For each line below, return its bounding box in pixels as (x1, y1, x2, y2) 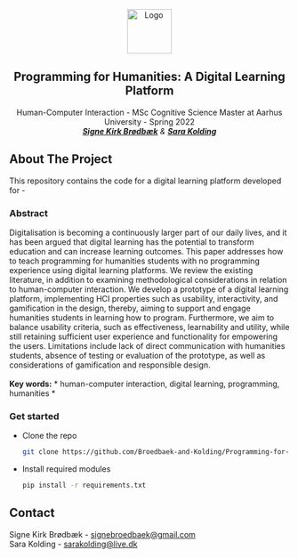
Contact (9, 505, 55, 521)
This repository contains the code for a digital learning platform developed (9, 175, 282, 186)
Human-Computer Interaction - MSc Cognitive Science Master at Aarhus (16, 107, 283, 117)
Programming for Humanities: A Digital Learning (12, 69, 286, 85)
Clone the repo (21, 431, 77, 441)
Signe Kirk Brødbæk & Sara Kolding (82, 125, 217, 136)
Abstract (9, 206, 49, 219)
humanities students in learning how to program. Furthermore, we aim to (9, 311, 274, 323)
